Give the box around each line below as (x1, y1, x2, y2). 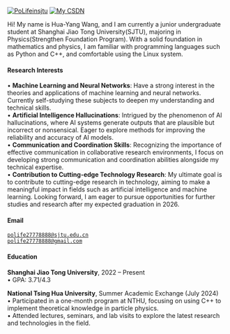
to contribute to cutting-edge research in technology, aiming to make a (7, 178, 210, 187)
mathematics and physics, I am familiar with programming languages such (7, 43, 221, 50)
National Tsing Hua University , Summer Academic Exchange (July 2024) (7, 289, 219, 297)
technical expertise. (7, 163, 64, 171)
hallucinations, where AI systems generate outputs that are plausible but (7, 119, 215, 127)
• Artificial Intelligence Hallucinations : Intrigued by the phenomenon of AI (7, 111, 222, 119)
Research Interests (7, 66, 63, 74)
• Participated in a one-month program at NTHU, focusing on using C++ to (7, 296, 222, 305)
